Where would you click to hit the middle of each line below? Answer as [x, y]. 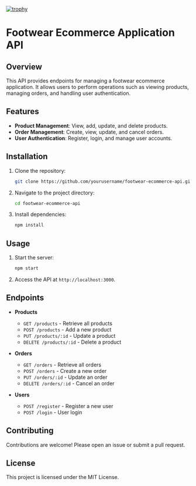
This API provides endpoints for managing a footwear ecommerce [85, 81]
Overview [24, 66]
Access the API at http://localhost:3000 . [65, 279]
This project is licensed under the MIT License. [63, 477]
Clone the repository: [40, 170]
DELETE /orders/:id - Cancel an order [69, 383]
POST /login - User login [53, 412]
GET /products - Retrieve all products [68, 323]
